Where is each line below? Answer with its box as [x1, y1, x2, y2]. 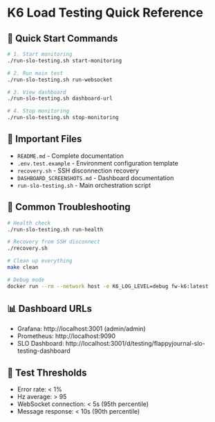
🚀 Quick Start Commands [7, 33, 118, 44]
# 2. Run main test [7, 69, 64, 77]
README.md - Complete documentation [17, 151, 124, 160]
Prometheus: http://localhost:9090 [17, 332, 116, 340]
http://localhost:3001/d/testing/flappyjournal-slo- [65, 340, 205, 348]
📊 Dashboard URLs [7, 303, 92, 315]
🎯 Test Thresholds [7, 367, 88, 378]
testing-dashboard [17, 346, 71, 355]
